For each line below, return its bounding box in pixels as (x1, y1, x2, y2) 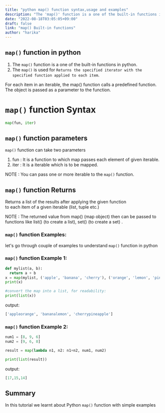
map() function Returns (5, 186, 76, 194)
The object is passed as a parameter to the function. (5, 87, 111, 93)
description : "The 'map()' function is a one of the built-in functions (5, 12, 157, 17)
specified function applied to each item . (12, 72, 100, 78)
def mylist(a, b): (5, 266, 43, 271)
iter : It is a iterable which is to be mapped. (12, 162, 98, 168)
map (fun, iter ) (5, 120, 36, 125)
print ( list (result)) (5, 357, 48, 362)
